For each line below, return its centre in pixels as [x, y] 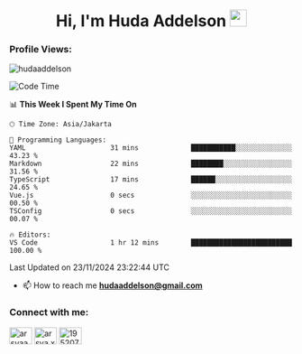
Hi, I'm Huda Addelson [141, 21]
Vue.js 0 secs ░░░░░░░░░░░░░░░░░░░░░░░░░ [151, 196]
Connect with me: [49, 312]
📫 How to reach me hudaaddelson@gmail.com [112, 285]
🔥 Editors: [30, 235]
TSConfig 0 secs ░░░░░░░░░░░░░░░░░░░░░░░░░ [151, 211]
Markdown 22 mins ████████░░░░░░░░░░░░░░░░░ [151, 164]
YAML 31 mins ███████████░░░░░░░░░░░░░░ [151, 148]
